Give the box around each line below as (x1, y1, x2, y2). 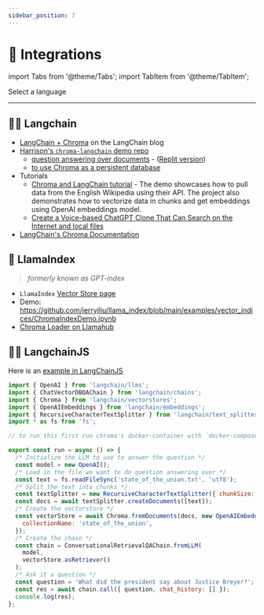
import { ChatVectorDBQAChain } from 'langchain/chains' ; (8, 388, 202, 396)
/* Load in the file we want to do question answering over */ (15, 468, 226, 476)
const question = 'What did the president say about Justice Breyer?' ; (15, 578, 255, 586)
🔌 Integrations (8, 45, 102, 63)
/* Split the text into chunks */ (15, 483, 128, 491)
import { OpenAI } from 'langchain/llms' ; (8, 381, 149, 389)
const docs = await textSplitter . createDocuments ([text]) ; (15, 498, 213, 506)
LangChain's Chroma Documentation (19, 230, 140, 239)
